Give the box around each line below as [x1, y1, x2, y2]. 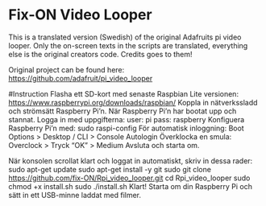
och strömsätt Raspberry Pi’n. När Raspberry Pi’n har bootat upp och [8, 106, 237, 116]
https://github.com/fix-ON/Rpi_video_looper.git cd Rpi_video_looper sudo [8, 173, 251, 183]
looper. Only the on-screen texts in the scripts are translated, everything [8, 40, 248, 50]
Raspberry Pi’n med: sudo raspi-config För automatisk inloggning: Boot [8, 123, 244, 133]
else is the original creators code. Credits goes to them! [8, 49, 193, 59]
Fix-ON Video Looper [8, 6, 152, 24]
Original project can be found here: [8, 64, 125, 74]
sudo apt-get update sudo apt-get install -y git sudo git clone [8, 164, 212, 174]
